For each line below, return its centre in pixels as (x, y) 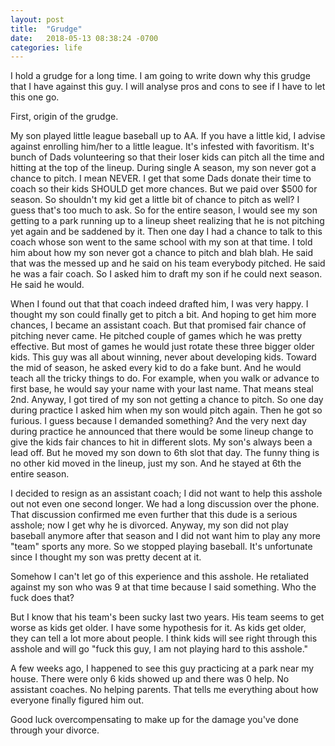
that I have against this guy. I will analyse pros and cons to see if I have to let (168, 87)
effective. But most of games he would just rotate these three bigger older (162, 347)
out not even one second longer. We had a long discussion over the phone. (165, 504)
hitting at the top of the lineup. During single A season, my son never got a (163, 168)
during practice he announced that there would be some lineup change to (162, 432)
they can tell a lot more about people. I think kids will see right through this (164, 638)
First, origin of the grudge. (64, 117)
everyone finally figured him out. (77, 700)
